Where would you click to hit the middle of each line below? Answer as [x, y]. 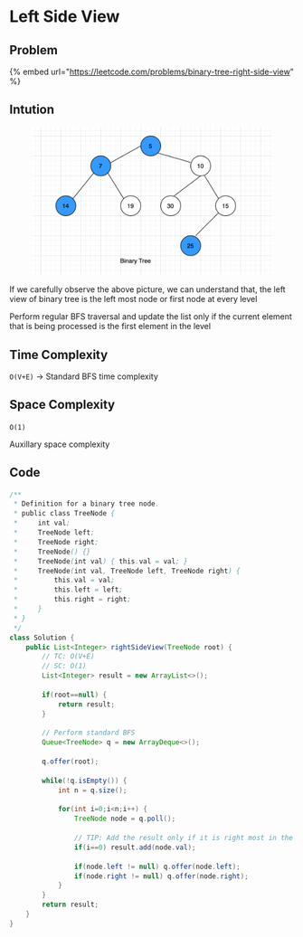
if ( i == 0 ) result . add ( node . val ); [135, 847]
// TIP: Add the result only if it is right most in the [184, 838]
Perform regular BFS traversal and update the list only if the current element [151, 317]
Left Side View [65, 17]
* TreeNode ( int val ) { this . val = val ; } [100, 561]
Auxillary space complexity [60, 444]
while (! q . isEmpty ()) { [85, 781]
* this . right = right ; [72, 600]
